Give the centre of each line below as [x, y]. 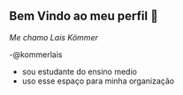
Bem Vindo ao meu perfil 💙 [84, 16]
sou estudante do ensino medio [79, 71]
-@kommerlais [36, 55]
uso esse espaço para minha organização [98, 81]
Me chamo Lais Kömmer [54, 37]
